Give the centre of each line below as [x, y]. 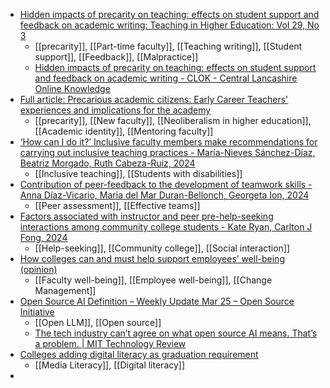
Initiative [37, 312]
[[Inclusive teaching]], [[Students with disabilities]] [138, 173]
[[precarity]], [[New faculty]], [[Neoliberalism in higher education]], [173, 120]
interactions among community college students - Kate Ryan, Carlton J [166, 227]
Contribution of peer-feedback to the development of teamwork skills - [166, 184]
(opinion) [38, 269]
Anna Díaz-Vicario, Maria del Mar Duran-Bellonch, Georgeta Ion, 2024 [164, 195]
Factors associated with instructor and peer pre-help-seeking [146, 216]
